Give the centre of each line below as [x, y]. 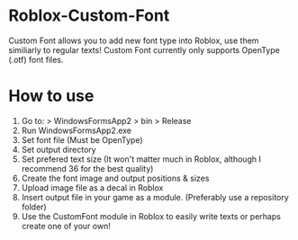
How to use [51, 96]
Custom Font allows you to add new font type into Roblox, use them [134, 40]
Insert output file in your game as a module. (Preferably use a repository [155, 197]
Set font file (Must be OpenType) [82, 139]
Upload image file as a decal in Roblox [92, 187]
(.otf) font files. [36, 59]
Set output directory [59, 149]
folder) [34, 207]
